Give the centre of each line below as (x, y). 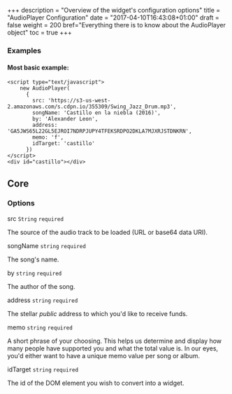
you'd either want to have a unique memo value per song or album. (104, 355)
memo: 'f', (48, 137)
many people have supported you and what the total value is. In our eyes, (113, 348)
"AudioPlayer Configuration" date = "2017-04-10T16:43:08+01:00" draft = (113, 18)
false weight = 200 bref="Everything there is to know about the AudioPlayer (116, 25)
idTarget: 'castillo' (64, 144)
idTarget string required (43, 369)
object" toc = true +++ (39, 32)
